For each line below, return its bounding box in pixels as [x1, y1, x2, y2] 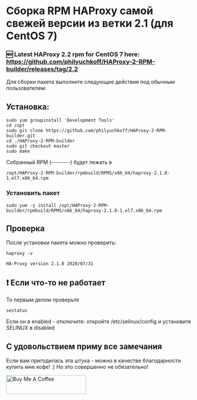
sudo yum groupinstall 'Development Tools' [6, 117, 115, 123]
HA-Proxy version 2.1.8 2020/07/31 [6, 261, 94, 267]
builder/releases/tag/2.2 [6, 65, 78, 73]
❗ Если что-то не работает [6, 277, 106, 287]
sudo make [6, 149, 31, 155]
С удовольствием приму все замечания [6, 341, 162, 352]
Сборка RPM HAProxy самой [6, 4, 153, 18]
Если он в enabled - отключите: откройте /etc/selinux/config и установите [6, 318, 192, 325]
